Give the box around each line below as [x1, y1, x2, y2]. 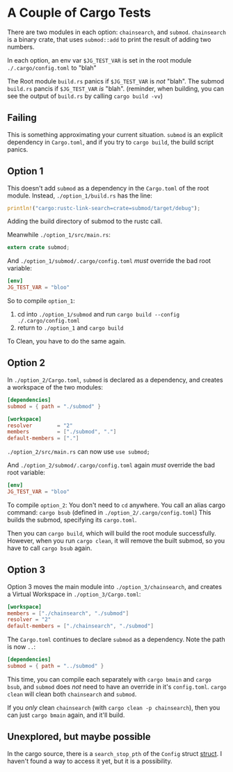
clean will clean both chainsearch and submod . [7, 690, 137, 698]
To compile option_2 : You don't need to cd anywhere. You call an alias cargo [7, 501, 226, 509]
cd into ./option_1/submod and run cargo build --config [17, 310, 179, 319]
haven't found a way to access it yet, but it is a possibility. [7, 757, 172, 765]
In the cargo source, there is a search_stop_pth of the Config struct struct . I [7, 749, 223, 757]
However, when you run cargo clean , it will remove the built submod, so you [7, 536, 225, 545]
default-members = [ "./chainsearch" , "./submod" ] [7, 622, 154, 630]
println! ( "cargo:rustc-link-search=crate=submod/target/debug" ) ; [7, 204, 200, 211]
